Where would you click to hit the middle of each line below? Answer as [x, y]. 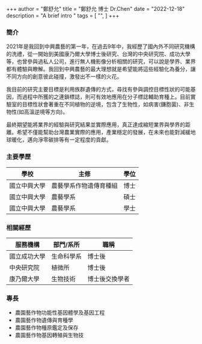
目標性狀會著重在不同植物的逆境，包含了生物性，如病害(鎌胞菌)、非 [106, 105]
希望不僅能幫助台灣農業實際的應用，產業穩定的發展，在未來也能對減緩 [103, 132]
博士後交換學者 [109, 278]
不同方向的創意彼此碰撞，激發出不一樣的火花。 [64, 76]
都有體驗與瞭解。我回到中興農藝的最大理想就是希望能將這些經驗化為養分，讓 [101, 69]
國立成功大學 [28, 256]
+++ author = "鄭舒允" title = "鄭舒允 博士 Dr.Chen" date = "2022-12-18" [96, 9]
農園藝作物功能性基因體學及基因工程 [60, 313]
